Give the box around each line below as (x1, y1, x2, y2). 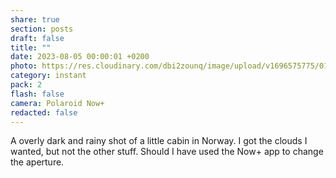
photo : (10, 61, 38, 71)
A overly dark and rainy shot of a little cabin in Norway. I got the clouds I (10, 135, 308, 147)
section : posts (10, 24, 74, 34)
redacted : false (10, 107, 78, 118)
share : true (10, 14, 60, 25)
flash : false (10, 89, 65, 99)
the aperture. (10, 156, 65, 168)
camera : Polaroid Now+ (10, 98, 105, 108)
